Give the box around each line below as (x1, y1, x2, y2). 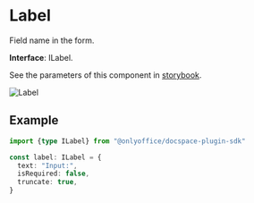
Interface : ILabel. (9, 52, 73, 63)
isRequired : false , (17, 169, 90, 179)
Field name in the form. (9, 35, 95, 46)
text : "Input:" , (17, 161, 78, 170)
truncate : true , (17, 178, 78, 187)
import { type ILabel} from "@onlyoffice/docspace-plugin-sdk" (9, 136, 246, 146)
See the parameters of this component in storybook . (9, 69, 202, 80)
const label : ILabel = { (9, 153, 102, 162)
